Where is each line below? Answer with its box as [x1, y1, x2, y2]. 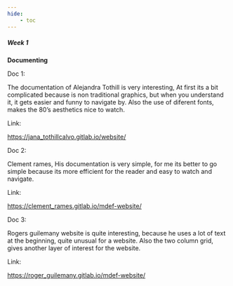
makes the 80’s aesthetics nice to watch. [7, 106, 125, 114]
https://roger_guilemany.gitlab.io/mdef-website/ [7, 271, 146, 280]
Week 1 [7, 39, 29, 47]
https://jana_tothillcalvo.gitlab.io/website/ [7, 132, 126, 141]
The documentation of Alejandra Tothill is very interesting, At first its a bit [7, 83, 219, 92]
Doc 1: [7, 69, 26, 78]
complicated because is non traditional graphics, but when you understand [7, 90, 225, 99]
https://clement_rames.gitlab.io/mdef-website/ [7, 202, 142, 210]
